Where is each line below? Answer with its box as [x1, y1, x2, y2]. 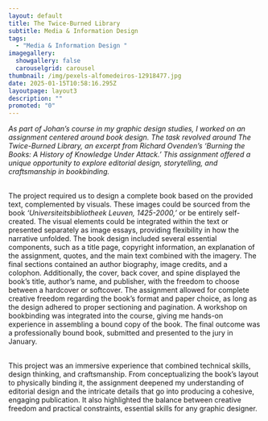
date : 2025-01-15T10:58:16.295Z [8, 79, 117, 87]
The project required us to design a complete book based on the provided [8, 191, 254, 201]
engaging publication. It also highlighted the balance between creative [8, 395, 241, 405]
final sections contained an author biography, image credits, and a [8, 260, 228, 269]
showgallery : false [15, 57, 81, 65]
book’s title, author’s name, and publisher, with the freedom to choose [8, 277, 240, 286]
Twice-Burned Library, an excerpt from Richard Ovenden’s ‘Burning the [8, 141, 245, 151]
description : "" [8, 94, 63, 102]
